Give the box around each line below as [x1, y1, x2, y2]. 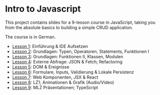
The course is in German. [5, 34, 56, 40]
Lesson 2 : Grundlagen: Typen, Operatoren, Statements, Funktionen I [12, 48, 150, 54]
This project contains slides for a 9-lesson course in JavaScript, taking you [5, 19, 156, 25]
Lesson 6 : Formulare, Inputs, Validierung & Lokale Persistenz [12, 69, 134, 75]
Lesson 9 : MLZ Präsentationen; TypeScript [12, 84, 99, 90]
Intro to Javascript [5, 3, 81, 15]
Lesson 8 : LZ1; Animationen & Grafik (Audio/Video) [12, 79, 115, 85]
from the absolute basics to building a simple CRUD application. [5, 24, 133, 30]
